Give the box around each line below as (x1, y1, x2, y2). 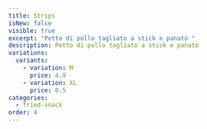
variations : (8, 49, 48, 57)
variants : (15, 57, 48, 65)
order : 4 (8, 109, 38, 117)
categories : (8, 94, 48, 102)
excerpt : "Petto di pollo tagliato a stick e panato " (8, 34, 196, 42)
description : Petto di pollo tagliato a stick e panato (8, 42, 199, 50)
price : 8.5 (29, 86, 67, 95)
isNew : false (8, 19, 52, 27)
